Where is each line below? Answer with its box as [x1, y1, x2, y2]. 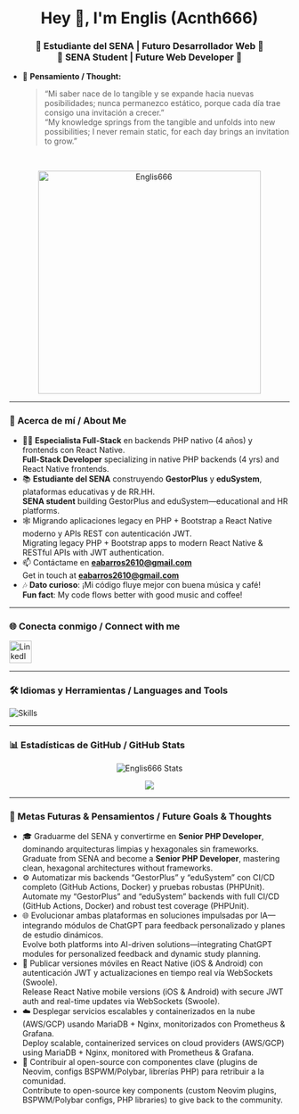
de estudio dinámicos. [21, 929, 104, 940]
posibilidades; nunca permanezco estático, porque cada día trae [44, 98, 281, 109]
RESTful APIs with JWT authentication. [21, 547, 165, 557]
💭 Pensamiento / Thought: [21, 71, 122, 82]
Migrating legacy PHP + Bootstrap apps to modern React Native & [21, 537, 264, 548]
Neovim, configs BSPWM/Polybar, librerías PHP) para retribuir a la [21, 1066, 265, 1077]
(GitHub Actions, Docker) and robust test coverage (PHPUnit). [21, 900, 249, 911]
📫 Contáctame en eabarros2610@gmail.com [21, 557, 192, 567]
